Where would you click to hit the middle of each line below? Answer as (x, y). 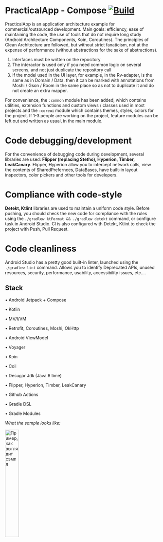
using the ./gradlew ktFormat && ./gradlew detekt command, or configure (81, 218)
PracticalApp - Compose (56, 11)
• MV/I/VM (16, 319)
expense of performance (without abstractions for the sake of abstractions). (81, 50)
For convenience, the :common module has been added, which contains (76, 100)
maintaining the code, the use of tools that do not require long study (73, 34)
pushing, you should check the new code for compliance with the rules (76, 213)
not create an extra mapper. (40, 90)
